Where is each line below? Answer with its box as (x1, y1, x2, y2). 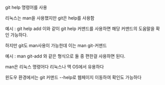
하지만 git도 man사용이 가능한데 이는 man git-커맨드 (5, 42, 107, 48)
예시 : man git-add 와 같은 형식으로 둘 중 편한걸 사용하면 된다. (5, 53, 126, 59)
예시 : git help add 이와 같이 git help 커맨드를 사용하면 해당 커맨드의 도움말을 (5, 25, 155, 31)
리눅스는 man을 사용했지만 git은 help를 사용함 (5, 15, 95, 21)
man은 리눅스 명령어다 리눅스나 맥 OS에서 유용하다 (5, 64, 104, 69)
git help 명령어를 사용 (5, 4, 47, 10)
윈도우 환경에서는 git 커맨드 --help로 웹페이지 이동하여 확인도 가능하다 (5, 74, 142, 80)
